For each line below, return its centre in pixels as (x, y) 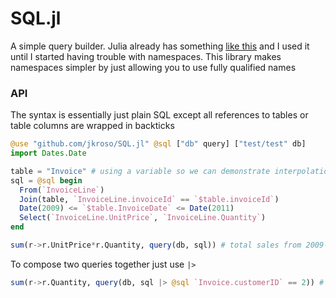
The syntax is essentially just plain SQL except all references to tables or (159, 115)
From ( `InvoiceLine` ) (62, 190)
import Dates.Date (48, 153)
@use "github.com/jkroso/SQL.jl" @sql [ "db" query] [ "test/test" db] (158, 144)
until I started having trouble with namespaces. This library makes (146, 56)
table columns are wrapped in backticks (92, 126)
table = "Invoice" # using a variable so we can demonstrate (140, 171)
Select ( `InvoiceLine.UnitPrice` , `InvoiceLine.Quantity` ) (143, 218)
